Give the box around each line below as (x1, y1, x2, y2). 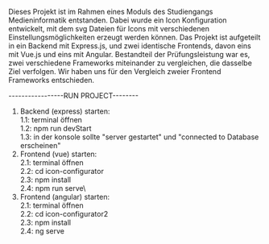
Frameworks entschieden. (8, 76, 95, 85)
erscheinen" (19, 141, 61, 150)
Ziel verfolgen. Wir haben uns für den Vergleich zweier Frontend (8, 67, 221, 76)
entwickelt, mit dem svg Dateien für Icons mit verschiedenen (8, 24, 209, 33)
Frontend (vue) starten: (19, 149, 97, 159)
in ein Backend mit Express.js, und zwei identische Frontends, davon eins (8, 41, 251, 51)
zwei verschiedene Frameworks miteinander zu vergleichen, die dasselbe (8, 58, 252, 68)
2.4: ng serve (19, 226, 64, 236)
